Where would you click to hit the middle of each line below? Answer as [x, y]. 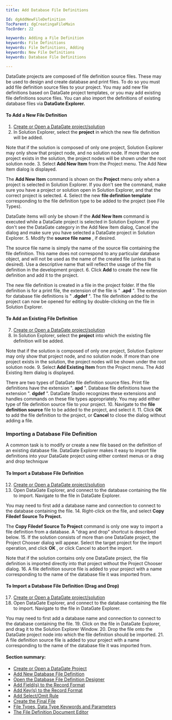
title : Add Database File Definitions [47, 10]
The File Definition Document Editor [51, 712]
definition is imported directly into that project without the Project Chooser [84, 563]
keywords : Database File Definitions [46, 57]
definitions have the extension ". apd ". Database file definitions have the [82, 388]
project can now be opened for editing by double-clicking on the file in [80, 301]
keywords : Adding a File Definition [45, 38]
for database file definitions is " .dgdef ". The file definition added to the [82, 296]
